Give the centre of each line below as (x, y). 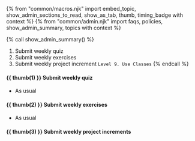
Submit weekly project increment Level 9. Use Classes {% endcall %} (102, 64)
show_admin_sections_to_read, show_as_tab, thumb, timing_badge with (94, 15)
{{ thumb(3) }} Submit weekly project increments (69, 132)
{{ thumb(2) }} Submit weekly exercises (57, 104)
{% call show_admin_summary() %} (50, 39)
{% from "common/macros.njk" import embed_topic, (71, 9)
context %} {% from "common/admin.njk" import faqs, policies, (85, 21)
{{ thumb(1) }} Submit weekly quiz (49, 77)
